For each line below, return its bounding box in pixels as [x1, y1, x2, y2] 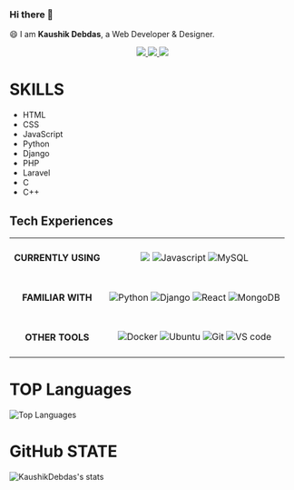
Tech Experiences [9, 213, 113, 228]
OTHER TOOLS [24, 331, 90, 344]
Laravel [22, 167, 51, 178]
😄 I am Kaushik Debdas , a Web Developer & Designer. [9, 29, 215, 40]
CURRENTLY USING [14, 252, 101, 265]
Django [22, 148, 50, 159]
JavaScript [22, 129, 64, 140]
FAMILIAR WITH [22, 291, 93, 304]
